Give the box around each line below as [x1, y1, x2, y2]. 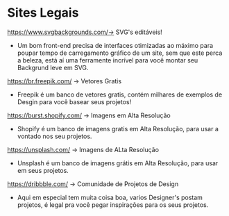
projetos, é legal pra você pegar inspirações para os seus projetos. [17, 200, 209, 209]
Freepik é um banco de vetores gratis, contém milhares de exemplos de [17, 90, 223, 99]
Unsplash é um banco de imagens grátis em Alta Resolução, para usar [17, 158, 219, 167]
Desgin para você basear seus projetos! [17, 97, 132, 106]
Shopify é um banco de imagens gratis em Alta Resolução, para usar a [17, 124, 219, 133]
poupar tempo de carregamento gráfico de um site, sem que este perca [17, 49, 223, 57]
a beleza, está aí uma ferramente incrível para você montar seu [17, 56, 198, 64]
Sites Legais [7, 5, 79, 21]
